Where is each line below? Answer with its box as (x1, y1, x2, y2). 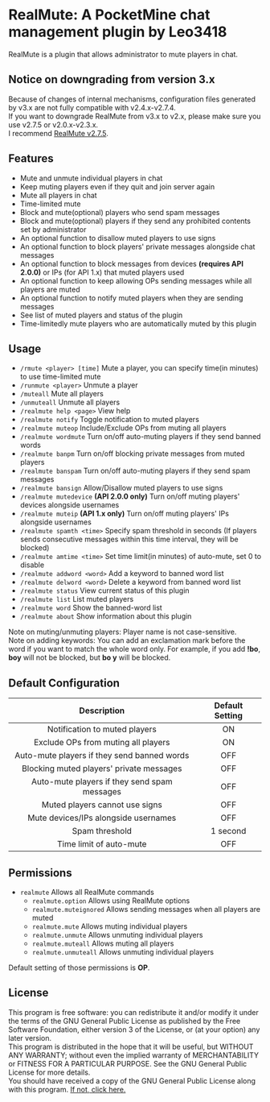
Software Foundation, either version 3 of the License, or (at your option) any (8, 1025, 260, 1034)
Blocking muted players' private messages (21, 763, 182, 774)
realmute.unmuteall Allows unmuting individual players (31, 947, 215, 956)
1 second (210, 826, 247, 837)
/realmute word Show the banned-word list (19, 603, 162, 613)
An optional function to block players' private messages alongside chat (19, 242, 256, 251)
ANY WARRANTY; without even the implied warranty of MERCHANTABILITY (8, 1050, 260, 1060)
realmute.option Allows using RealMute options (31, 896, 190, 905)
